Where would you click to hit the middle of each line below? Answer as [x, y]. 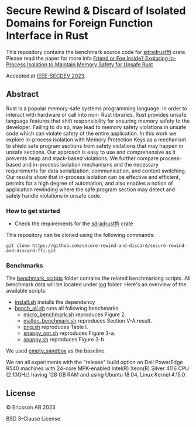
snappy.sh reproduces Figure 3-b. [64, 340]
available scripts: [26, 291]
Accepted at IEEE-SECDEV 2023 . [46, 76]
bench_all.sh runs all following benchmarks [66, 309]
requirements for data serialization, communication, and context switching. [96, 171]
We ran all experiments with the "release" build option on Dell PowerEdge [94, 362]
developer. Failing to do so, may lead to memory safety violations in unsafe [96, 127]
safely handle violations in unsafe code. [54, 195]
